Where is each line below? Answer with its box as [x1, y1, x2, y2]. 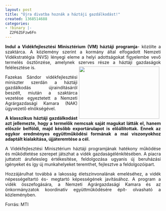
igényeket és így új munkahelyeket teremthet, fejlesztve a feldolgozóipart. [5, 161, 156, 167]
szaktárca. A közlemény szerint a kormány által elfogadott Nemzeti [5, 49, 161, 55]
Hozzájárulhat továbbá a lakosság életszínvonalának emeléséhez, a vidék [5, 171, 161, 176]
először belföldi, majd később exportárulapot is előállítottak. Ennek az [5, 126, 161, 131]
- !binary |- [5, 26, 32, 31]
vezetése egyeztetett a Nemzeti [5, 95, 78, 101]
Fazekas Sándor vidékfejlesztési [5, 74, 78, 80]
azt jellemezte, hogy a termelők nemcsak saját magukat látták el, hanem [5, 120, 161, 126]
